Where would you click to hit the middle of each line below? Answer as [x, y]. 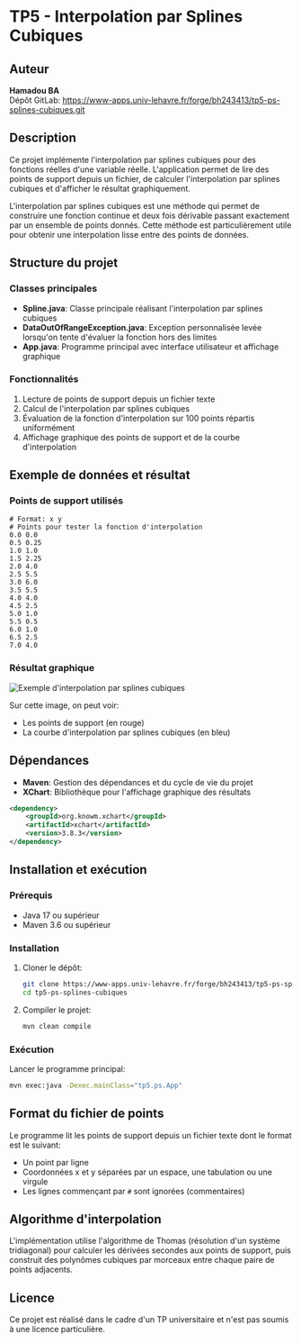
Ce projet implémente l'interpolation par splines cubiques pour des [133, 159]
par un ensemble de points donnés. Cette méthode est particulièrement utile [150, 225]
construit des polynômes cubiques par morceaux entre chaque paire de [142, 1260]
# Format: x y [36, 520]
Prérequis [31, 895]
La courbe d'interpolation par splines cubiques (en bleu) [126, 732]
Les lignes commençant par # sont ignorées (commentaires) [133, 1191]
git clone [41, 984]
